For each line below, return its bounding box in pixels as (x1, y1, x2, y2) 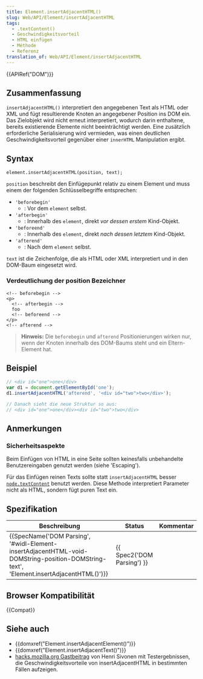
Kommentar (159, 522, 194, 530)
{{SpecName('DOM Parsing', (9, 532, 91, 541)
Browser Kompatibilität (6, 590, 95, 600)
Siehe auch (6, 624, 50, 634)
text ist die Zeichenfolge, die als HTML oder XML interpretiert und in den (6, 255, 188, 262)
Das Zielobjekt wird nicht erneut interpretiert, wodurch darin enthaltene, (6, 117, 185, 124)
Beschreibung (39, 522, 80, 530)
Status (124, 522, 144, 530)
